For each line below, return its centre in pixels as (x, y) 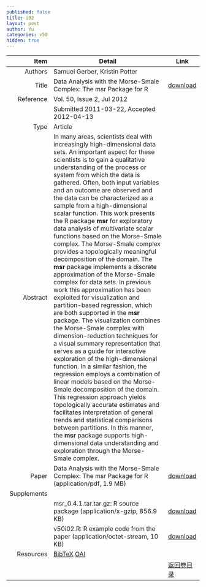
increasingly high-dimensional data (105, 144)
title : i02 (20, 18)
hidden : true (23, 40)
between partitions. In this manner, (103, 428)
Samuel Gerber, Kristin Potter (95, 71)
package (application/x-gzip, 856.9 (105, 511)
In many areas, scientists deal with (103, 137)
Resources (32, 554)
